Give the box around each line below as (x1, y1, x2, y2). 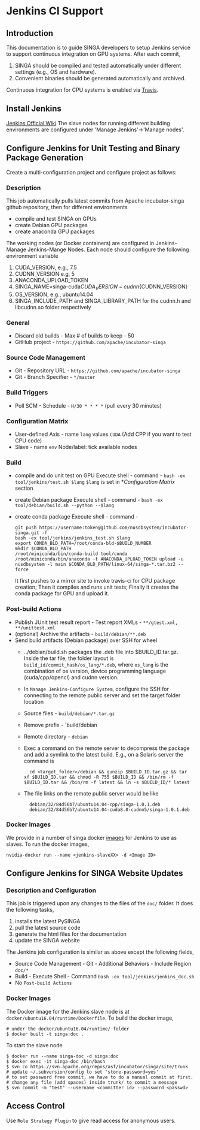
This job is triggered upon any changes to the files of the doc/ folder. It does (6, 900, 193, 907)
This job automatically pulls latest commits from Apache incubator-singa (6, 197, 184, 204)
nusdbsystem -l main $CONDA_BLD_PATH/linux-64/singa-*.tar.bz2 (14, 562, 176, 568)
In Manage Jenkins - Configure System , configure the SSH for (23, 685, 169, 692)
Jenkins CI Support (6, 4, 103, 18)
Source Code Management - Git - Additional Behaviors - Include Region (14, 960, 192, 968)
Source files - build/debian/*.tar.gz (23, 709, 115, 717)
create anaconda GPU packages (14, 228, 95, 235)
